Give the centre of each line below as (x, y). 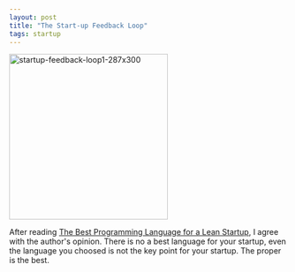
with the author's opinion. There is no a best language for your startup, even (148, 242)
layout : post (33, 17)
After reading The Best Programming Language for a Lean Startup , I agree (144, 232)
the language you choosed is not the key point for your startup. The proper (145, 251)
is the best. (30, 261)
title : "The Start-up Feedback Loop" (79, 26)
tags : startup (35, 34)
